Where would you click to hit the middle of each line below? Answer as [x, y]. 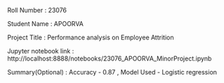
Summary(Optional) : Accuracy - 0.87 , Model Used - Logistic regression [112, 72]
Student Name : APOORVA [46, 24]
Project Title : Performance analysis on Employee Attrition [91, 37]
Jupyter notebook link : [41, 51]
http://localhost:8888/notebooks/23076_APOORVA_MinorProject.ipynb [110, 58]
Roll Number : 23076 [37, 10]
